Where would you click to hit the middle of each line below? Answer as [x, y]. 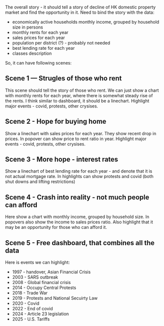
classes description [32, 53]
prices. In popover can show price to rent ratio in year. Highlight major [76, 139]
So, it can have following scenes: [39, 63]
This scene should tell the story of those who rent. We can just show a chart [82, 90]
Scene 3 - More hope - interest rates [62, 160]
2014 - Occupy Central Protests [44, 288]
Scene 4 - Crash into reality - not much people [77, 197]
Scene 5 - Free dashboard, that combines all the [80, 243]
